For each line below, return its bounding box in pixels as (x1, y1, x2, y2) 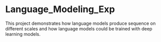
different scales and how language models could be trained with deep (5, 25, 152, 31)
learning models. (5, 31, 41, 37)
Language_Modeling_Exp (5, 4, 115, 15)
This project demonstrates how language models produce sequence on (5, 20, 156, 26)
